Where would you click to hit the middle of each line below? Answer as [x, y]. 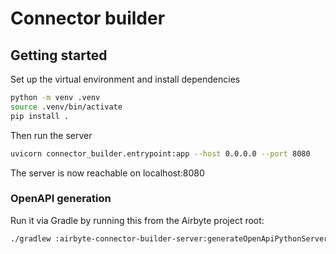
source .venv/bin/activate [66, 107]
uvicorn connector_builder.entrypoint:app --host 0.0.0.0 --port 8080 [160, 153]
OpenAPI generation [61, 199]
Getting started [59, 55]
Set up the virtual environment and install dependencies [125, 79]
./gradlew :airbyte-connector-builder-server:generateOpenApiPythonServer [169, 238]
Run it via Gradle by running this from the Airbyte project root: [137, 220]
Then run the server [51, 135]
